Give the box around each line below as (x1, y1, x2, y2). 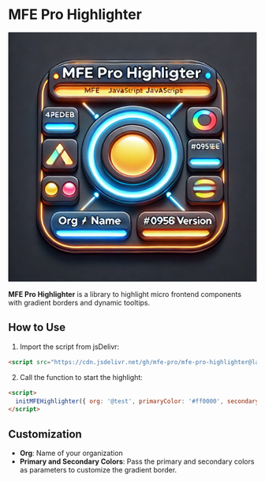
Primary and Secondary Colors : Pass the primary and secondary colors (19, 457, 255, 466)
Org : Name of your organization (19, 449, 124, 458)
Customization (8, 427, 83, 441)
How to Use (8, 321, 66, 334)
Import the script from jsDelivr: (19, 342, 120, 351)
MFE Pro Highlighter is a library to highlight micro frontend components (8, 289, 242, 298)
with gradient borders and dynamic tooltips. (8, 298, 151, 307)
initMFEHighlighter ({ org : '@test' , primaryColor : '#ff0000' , (15, 397, 224, 405)
